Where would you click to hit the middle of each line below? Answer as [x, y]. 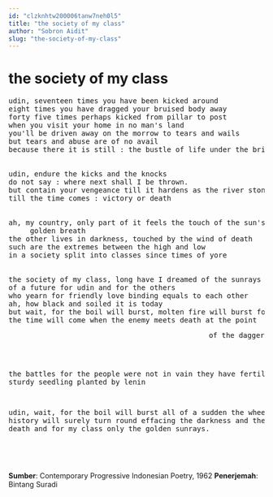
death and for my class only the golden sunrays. [109, 429]
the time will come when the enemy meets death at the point [133, 320]
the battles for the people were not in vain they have [122, 374]
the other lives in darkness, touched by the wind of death [131, 239]
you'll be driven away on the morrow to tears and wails [124, 134]
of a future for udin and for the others [92, 288]
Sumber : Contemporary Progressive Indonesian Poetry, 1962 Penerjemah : [133, 476]
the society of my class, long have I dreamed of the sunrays [135, 280]
